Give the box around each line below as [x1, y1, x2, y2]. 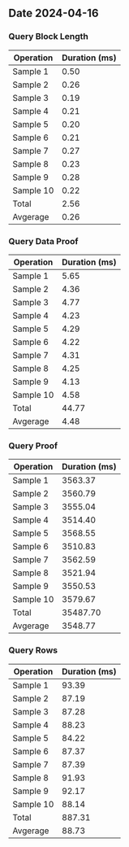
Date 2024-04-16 [8, 7, 99, 20]
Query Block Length [8, 31, 89, 42]
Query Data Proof [8, 235, 79, 247]
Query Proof [8, 439, 58, 451]
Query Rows [8, 644, 58, 656]
